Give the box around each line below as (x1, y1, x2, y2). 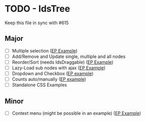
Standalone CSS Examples (12, 82, 67, 88)
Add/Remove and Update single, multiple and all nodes (12, 53, 126, 59)
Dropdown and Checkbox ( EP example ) (12, 71, 94, 76)
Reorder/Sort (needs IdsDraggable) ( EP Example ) (12, 59, 114, 65)
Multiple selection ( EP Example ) (12, 47, 78, 53)
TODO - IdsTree (5, 3, 70, 15)
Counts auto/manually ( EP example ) (12, 76, 86, 82)
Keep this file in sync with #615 (5, 20, 69, 26)
